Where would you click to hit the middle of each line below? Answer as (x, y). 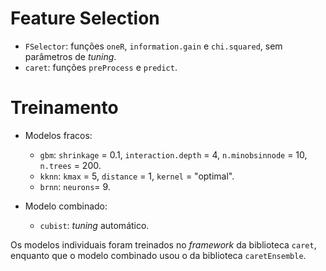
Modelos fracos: (58, 135)
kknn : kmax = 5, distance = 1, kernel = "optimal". (137, 176)
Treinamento (64, 108)
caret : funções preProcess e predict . (101, 67)
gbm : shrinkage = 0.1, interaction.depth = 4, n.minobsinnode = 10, (173, 154)
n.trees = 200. (70, 165)
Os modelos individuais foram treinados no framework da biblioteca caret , (163, 244)
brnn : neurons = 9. (75, 186)
